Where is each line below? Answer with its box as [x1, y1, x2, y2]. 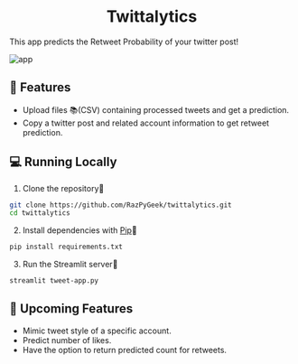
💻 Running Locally [9, 154, 117, 170]
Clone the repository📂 [22, 182, 105, 193]
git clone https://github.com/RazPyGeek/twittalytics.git [9, 201, 232, 210]
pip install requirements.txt [9, 242, 124, 252]
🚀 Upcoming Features [9, 301, 134, 317]
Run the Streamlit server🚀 [22, 259, 118, 270]
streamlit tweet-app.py [9, 276, 99, 285]
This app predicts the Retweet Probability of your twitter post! [9, 36, 239, 47]
